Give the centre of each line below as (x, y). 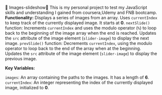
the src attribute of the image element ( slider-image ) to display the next (77, 38)
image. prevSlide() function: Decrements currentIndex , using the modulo (79, 43)
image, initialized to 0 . (27, 88)
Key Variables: (20, 68)
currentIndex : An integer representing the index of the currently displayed (79, 82)
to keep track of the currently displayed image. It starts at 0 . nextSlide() (78, 23)
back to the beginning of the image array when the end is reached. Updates (81, 33)
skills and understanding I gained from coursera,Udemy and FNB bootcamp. (81, 13)
